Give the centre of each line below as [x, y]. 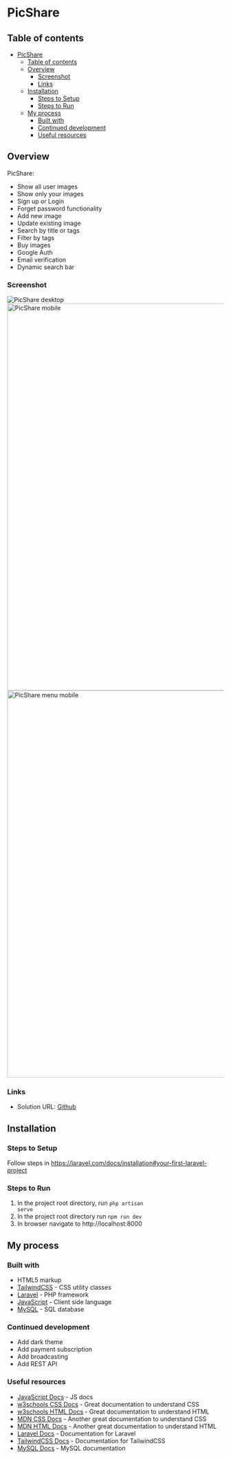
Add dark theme [40, 1342]
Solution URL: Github [47, 1107]
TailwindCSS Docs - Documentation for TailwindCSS [91, 1440]
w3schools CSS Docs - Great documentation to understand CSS [108, 1404]
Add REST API [37, 1364]
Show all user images [47, 187]
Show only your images [50, 193]
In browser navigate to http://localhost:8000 [79, 1224]
